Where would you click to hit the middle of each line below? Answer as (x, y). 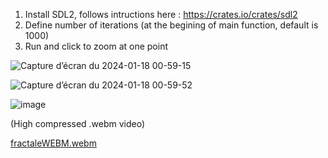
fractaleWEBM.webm (53, 143)
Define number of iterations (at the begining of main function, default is (171, 25)
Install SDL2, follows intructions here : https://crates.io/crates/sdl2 (161, 14)
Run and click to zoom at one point (96, 46)
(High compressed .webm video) (78, 123)
